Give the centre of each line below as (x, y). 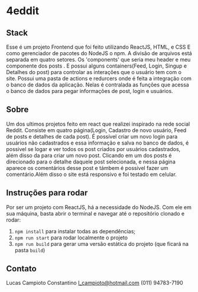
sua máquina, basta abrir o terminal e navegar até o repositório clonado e (95, 213)
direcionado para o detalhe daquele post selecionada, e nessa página (91, 162)
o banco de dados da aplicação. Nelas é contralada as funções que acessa (98, 85)
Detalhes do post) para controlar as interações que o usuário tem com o (94, 72)
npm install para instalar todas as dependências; (75, 231)
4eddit (23, 11)
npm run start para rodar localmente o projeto (71, 238)
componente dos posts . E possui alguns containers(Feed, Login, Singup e (97, 66)
